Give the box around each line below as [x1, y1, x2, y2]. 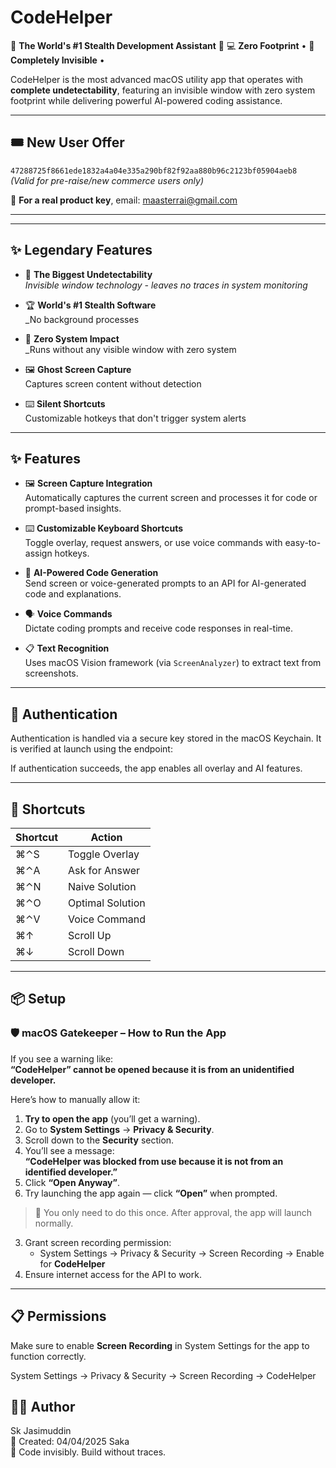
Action [90, 831, 123, 844]
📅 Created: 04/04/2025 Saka [10, 1436, 130, 1448]
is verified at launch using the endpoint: [10, 743, 173, 755]
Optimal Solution [68, 896, 146, 910]
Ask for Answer [68, 864, 141, 877]
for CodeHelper [39, 1257, 106, 1270]
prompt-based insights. [24, 502, 122, 515]
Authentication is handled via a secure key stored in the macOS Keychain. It [10, 732, 322, 745]
